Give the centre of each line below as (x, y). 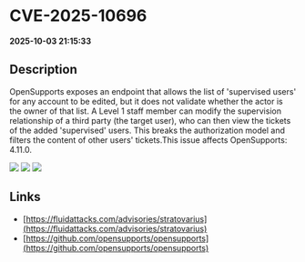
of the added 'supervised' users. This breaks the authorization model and (147, 130)
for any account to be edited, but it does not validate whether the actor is (147, 101)
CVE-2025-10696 (78, 16)
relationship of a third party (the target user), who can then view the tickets (150, 120)
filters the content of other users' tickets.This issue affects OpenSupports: (148, 140)
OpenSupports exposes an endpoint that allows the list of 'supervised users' (153, 91)
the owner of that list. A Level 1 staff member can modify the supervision (146, 111)
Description (43, 70)
